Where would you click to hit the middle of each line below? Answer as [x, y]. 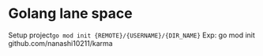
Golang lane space [70, 14]
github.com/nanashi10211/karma [60, 43]
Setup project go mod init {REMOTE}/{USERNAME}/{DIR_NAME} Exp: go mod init [131, 35]
